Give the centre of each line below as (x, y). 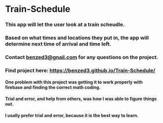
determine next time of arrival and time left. (58, 44)
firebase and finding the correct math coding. (53, 87)
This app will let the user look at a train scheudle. (65, 25)
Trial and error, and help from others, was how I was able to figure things (81, 99)
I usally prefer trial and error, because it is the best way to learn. (72, 115)
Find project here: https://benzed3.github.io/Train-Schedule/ (80, 70)
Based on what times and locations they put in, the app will (77, 38)
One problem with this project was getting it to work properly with (74, 82)
